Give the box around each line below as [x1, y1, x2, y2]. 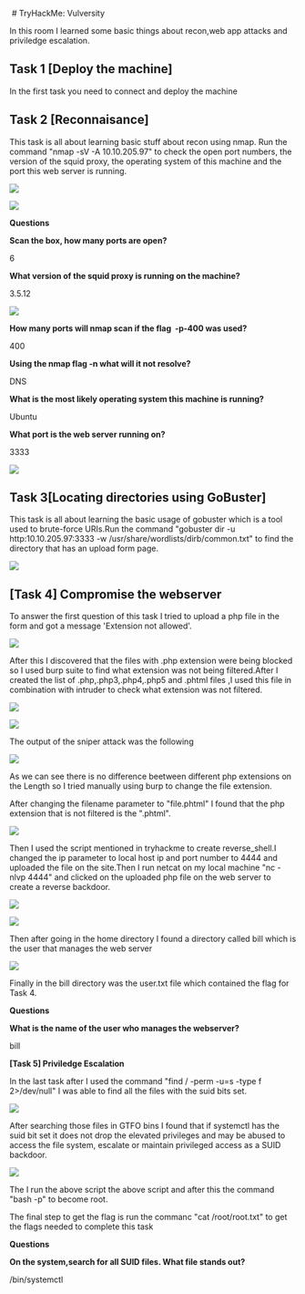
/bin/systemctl [9, 1274, 64, 1285]
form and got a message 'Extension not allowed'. [9, 620, 193, 632]
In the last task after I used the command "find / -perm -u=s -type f [9, 1076, 262, 1087]
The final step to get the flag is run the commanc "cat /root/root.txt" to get [9, 1212, 288, 1223]
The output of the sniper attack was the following [9, 736, 194, 747]
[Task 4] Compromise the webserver [9, 586, 222, 602]
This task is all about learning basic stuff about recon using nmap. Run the [9, 136, 288, 147]
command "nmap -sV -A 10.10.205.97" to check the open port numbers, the [9, 146, 292, 157]
